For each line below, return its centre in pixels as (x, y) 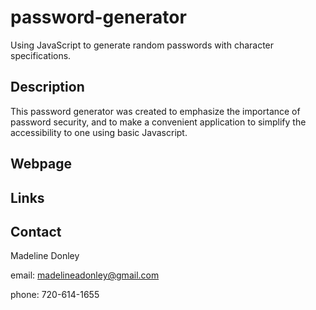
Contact (36, 231)
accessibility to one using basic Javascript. (99, 132)
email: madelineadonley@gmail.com (85, 275)
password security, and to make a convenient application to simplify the (158, 122)
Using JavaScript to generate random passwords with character (142, 45)
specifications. (41, 55)
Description (47, 87)
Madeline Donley (45, 256)
